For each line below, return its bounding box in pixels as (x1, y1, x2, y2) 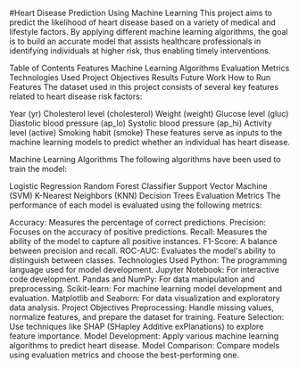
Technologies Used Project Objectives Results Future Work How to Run (9, 72, 271, 83)
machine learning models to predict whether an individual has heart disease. (9, 137, 290, 147)
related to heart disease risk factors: (9, 91, 143, 102)
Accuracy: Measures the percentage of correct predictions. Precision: (9, 217, 266, 227)
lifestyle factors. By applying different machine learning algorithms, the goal (9, 27, 288, 37)
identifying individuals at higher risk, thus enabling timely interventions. (9, 45, 271, 56)
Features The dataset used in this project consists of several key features (9, 82, 279, 92)
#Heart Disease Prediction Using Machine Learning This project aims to (9, 8, 272, 18)
